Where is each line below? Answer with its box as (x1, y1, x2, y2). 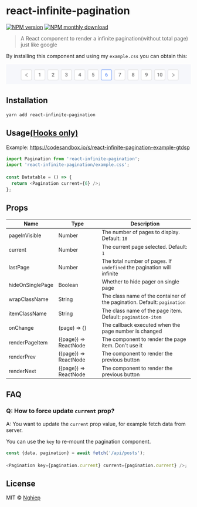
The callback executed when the (101, 321, 181, 328)
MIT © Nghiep (6, 494, 41, 501)
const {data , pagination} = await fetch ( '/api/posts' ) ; (6, 450, 145, 456)
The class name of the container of (101, 292, 186, 300)
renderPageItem (8, 339, 48, 346)
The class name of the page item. (101, 307, 182, 314)
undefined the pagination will (101, 263, 171, 271)
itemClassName (8, 310, 47, 317)
